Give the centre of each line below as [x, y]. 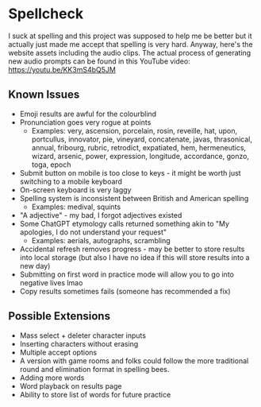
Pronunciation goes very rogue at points [85, 122]
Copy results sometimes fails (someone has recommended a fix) [125, 291]
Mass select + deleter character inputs [83, 335]
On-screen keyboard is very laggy [75, 190]
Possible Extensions [59, 316]
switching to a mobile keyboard [71, 181]
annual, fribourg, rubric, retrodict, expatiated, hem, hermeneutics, [139, 147]
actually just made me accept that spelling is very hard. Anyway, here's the [130, 44]
